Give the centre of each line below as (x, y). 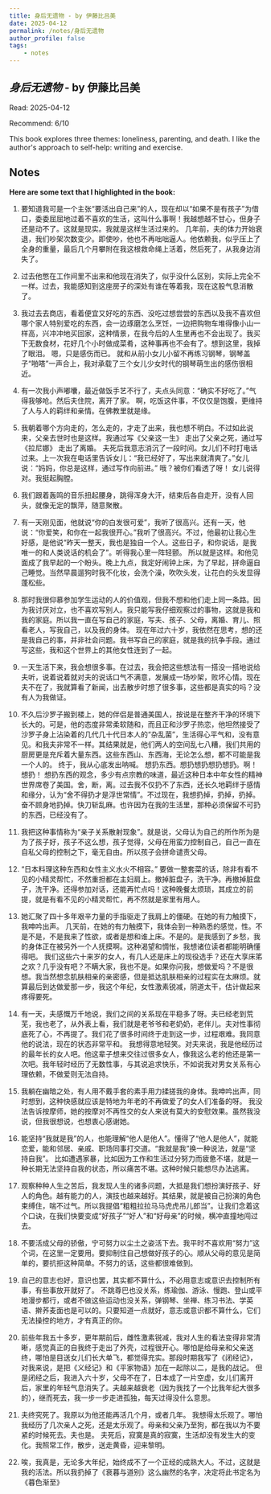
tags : (18, 46)
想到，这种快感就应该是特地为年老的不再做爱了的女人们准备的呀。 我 (142, 1101)
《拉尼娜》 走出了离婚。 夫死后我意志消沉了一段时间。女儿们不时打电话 (139, 448)
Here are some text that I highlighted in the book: (92, 192)
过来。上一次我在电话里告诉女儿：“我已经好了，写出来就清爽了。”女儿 (135, 458)
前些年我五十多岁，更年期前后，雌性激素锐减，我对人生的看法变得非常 (137, 1337)
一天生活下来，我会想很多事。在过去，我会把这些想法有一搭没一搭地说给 (140, 667)
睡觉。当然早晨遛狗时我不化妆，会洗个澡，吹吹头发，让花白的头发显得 (144, 573)
